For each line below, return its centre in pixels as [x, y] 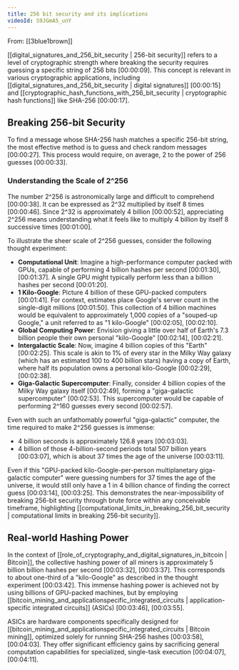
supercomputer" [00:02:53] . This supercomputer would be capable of [121, 398]
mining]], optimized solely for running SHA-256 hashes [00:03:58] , [106, 637]
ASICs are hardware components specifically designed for [93, 622]
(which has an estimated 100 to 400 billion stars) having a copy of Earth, [124, 360]
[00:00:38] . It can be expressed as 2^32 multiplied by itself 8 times [106, 204]
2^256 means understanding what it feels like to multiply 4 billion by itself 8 [118, 219]
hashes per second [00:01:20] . [63, 284]
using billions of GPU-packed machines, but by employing [93, 593]
